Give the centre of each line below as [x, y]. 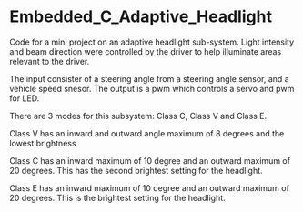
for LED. [25, 98]
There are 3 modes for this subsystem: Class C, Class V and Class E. [138, 116]
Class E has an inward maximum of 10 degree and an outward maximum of [149, 187]
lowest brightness [43, 143]
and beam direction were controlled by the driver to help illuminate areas [146, 51]
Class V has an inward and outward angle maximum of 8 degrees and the [147, 133]
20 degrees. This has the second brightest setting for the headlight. [136, 170]
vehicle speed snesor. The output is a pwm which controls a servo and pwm [152, 88]
